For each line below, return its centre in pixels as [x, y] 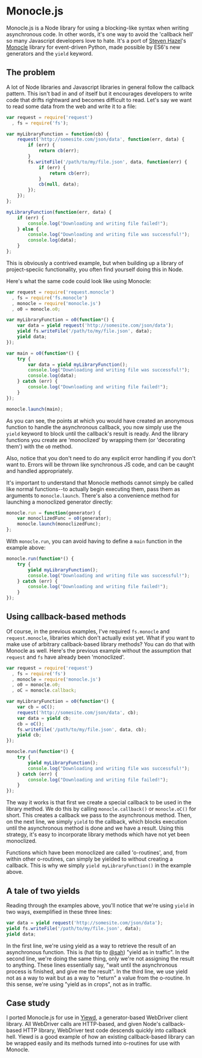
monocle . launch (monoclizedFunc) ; [59, 524]
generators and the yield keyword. [50, 53]
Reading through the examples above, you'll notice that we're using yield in [100, 905]
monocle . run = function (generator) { [54, 513]
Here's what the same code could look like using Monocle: [79, 281]
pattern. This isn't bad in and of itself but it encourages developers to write [99, 93]
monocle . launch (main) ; [35, 409]
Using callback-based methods [66, 617]
